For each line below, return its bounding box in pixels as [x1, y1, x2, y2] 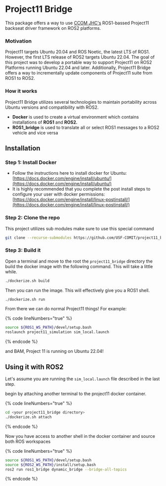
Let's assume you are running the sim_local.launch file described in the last [5, 376, 160, 382]
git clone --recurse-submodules [5, 235, 72, 240]
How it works [5, 88, 38, 95]
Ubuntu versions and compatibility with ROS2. [5, 104, 99, 110]
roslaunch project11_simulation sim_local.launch [5, 330, 110, 335]
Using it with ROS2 [5, 362, 64, 371]
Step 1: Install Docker [5, 159, 57, 166]
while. [5, 269, 17, 275]
